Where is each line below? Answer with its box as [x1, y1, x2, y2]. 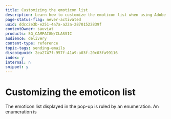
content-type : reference [5, 41, 58, 46]
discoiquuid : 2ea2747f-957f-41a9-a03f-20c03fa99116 [5, 50, 118, 55]
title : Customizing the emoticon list [5, 7, 88, 13]
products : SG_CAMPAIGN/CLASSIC [5, 31, 72, 36]
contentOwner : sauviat [5, 27, 54, 32]
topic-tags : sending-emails [5, 45, 66, 51]
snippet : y [5, 64, 29, 69]
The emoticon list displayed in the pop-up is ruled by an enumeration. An [5, 103, 159, 110]
